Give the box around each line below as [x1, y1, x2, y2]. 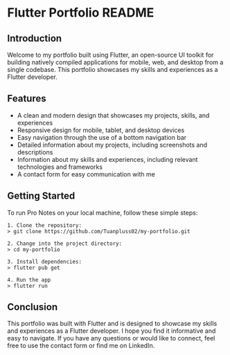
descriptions [17, 147, 53, 156]
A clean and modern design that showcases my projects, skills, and [17, 111, 210, 119]
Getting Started [7, 190, 76, 202]
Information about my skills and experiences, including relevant [17, 155, 198, 163]
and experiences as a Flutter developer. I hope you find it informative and [7, 327, 216, 335]
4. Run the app [7, 276, 51, 283]
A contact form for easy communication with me [17, 170, 156, 178]
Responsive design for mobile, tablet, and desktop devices [17, 126, 185, 134]
